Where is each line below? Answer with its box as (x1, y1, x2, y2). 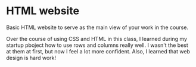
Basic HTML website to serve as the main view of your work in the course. (6, 24, 189, 31)
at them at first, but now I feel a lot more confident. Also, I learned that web (6, 47, 191, 55)
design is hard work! (6, 54, 57, 61)
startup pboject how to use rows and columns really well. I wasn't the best (6, 42, 189, 49)
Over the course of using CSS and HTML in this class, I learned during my (6, 35, 188, 42)
